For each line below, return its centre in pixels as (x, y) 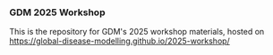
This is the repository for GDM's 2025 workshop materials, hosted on (137, 32)
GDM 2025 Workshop (57, 12)
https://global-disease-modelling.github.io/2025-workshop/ (119, 41)
